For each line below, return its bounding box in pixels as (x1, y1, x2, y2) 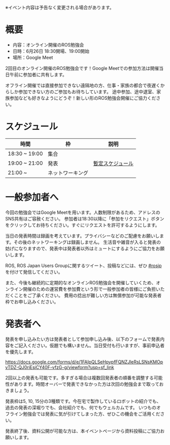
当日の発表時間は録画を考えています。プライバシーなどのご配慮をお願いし (5, 233, 160, 239)
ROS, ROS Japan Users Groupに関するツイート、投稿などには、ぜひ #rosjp (5, 263, 162, 269)
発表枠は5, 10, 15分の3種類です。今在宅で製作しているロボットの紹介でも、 (5, 398, 161, 404)
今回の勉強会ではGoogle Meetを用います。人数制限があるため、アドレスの (5, 209, 160, 215)
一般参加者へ (5, 192, 59, 203)
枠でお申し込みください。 (5, 299, 59, 305)
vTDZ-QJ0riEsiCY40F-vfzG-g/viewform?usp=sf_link (5, 364, 114, 370)
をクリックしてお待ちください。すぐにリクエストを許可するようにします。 (5, 222, 160, 228)
